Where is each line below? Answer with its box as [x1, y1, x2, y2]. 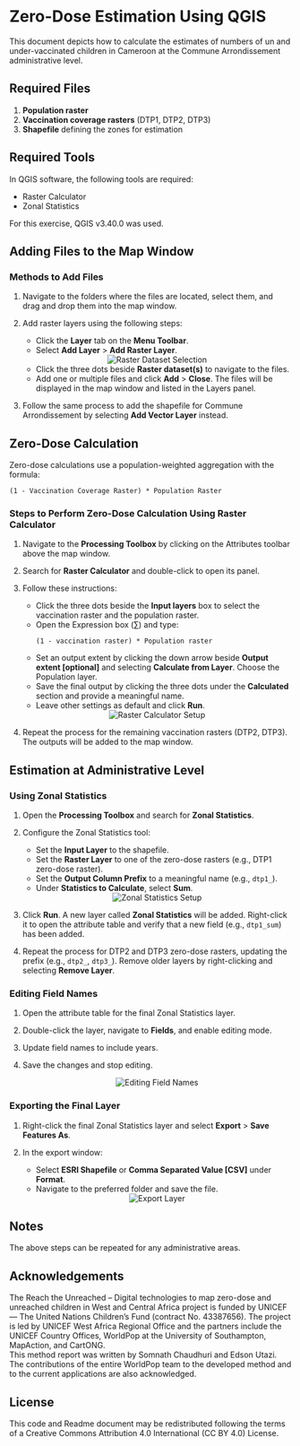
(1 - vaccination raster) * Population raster [35, 636, 213, 646]
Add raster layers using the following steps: [21, 318, 183, 329]
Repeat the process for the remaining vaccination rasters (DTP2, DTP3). [21, 727, 288, 738]
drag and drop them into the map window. [21, 300, 177, 311]
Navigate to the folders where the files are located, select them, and [21, 291, 273, 302]
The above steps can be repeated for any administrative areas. [9, 1243, 241, 1253]
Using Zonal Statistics [9, 789, 107, 801]
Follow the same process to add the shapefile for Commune [21, 401, 244, 411]
